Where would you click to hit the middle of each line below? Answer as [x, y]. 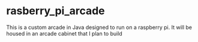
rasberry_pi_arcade [55, 11]
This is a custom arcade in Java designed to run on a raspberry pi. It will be [99, 27]
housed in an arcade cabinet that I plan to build [64, 33]
